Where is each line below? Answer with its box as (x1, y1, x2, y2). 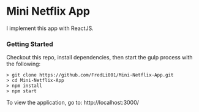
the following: (6, 60, 41, 68)
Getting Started (6, 40, 53, 48)
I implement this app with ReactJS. (6, 24, 94, 32)
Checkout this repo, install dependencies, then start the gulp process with (6, 54, 193, 61)
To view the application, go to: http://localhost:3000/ (6, 99, 140, 106)
